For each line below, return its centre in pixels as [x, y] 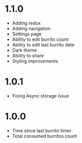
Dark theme [24, 50]
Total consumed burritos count [45, 136]
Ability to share [28, 55]
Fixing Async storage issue [40, 96]
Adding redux [26, 23]
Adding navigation [31, 28]
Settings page [27, 34]
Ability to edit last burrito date [43, 44]
